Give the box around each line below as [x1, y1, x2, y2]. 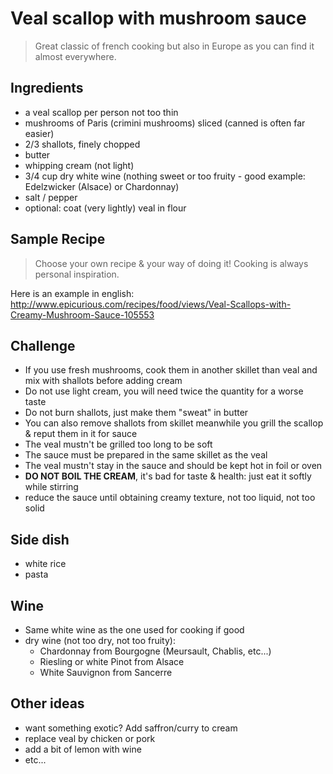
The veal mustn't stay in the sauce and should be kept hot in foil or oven [24, 460, 323, 472]
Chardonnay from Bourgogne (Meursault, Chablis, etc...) [39, 645, 272, 657]
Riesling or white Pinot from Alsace [39, 656, 185, 667]
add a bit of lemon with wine [24, 743, 142, 755]
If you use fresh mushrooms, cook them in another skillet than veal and [24, 364, 318, 376]
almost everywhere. [34, 50, 117, 62]
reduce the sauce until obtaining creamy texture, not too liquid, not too [24, 492, 316, 504]
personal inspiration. [34, 268, 120, 280]
